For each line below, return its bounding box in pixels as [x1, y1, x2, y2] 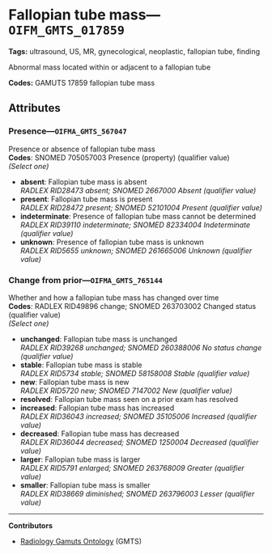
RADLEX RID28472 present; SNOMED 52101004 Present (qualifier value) [19, 202, 263, 212]
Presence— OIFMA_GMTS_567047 [8, 125, 127, 137]
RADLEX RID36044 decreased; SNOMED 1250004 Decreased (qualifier [19, 437, 259, 446]
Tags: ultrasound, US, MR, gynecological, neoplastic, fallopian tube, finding [8, 46, 261, 56]
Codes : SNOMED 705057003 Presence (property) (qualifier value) [8, 152, 231, 163]
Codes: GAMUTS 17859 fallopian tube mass [8, 78, 155, 87]
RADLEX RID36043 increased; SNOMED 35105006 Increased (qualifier [19, 411, 257, 421]
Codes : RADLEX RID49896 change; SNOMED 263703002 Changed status [8, 301, 257, 311]
